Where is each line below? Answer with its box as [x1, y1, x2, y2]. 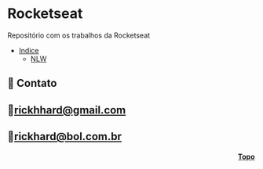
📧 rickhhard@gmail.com [7, 103, 126, 117]
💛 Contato [7, 77, 57, 90]
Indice [18, 45, 39, 55]
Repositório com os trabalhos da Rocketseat [7, 31, 151, 40]
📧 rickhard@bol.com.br [7, 130, 122, 143]
